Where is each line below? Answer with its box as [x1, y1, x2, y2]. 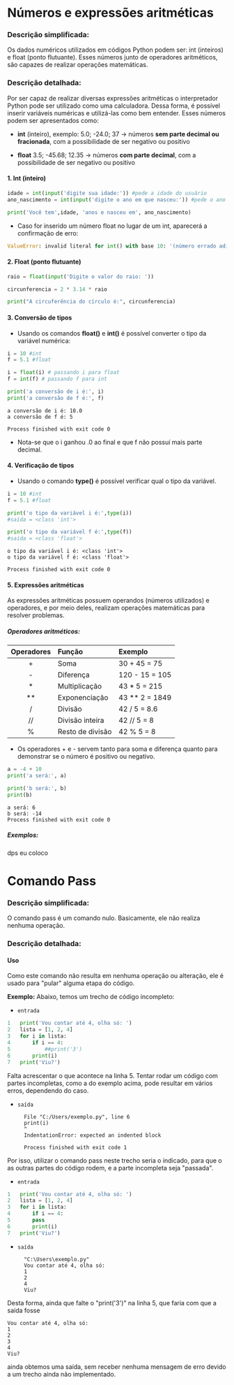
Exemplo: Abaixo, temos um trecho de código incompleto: [7, 993, 175, 1001]
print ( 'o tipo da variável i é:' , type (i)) [7, 509, 132, 517]
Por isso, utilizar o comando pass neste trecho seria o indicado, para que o [7, 1156, 222, 1165]
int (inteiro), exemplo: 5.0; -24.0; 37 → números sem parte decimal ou [17, 129, 219, 138]
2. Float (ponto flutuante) [7, 257, 81, 266]
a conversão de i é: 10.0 [7, 407, 82, 414]
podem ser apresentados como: [7, 116, 100, 124]
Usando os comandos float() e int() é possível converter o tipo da [17, 329, 207, 337]
